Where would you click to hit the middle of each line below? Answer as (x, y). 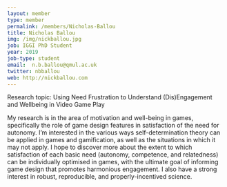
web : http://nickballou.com (48, 78)
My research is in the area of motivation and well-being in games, (100, 118)
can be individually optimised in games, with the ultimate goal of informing (113, 162)
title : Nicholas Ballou (41, 33)
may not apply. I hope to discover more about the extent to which (100, 147)
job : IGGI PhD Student (40, 46)
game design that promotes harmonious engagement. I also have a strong (112, 169)
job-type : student (33, 59)
